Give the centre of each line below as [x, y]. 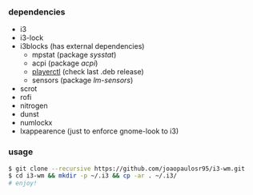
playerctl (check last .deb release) [88, 72]
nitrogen [34, 105]
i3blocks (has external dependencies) [82, 46]
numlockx [36, 123]
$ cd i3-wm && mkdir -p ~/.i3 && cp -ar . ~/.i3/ [93, 176]
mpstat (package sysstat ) [74, 55]
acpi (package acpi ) [65, 63]
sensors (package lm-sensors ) [82, 80]
